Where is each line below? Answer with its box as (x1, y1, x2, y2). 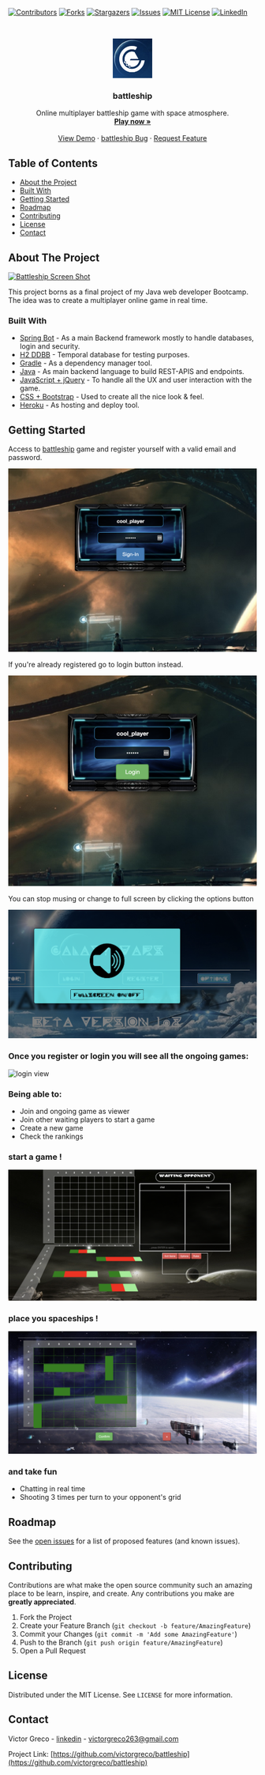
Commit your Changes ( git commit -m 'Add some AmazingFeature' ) (19, 1629, 238, 1638)
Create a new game (19, 1124, 84, 1133)
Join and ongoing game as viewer (19, 1107, 130, 1116)
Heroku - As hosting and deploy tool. (19, 400, 140, 410)
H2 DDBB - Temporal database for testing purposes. (19, 350, 190, 360)
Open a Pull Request (19, 1645, 87, 1656)
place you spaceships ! (8, 1313, 99, 1324)
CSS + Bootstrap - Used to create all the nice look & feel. (19, 392, 205, 402)
